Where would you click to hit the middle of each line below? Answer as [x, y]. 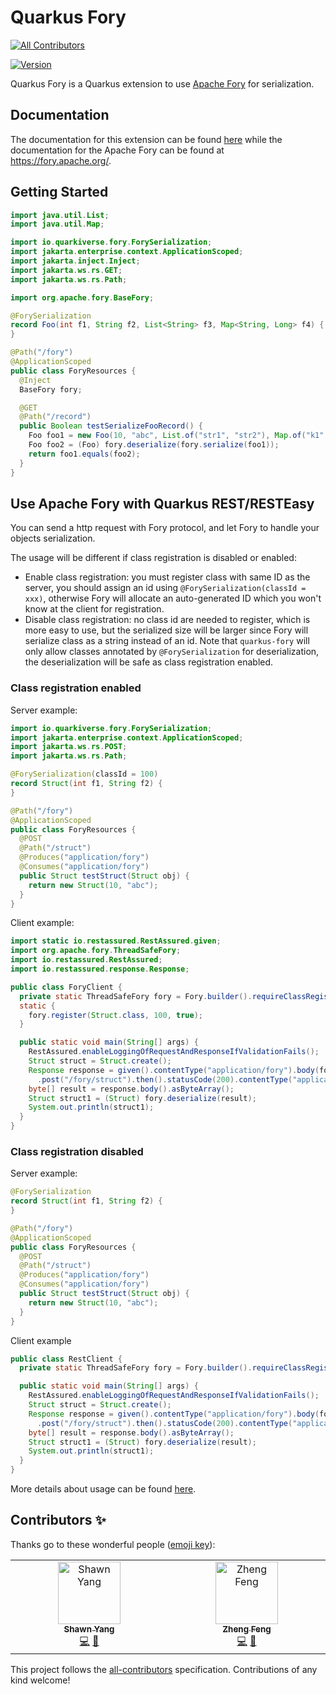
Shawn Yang [89, 1629]
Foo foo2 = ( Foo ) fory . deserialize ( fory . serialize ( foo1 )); [154, 445]
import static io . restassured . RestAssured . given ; [116, 941]
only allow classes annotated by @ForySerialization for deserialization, [172, 652]
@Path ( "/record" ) [55, 417]
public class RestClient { [66, 1359]
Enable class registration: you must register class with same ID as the [167, 577]
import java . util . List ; [60, 215]
